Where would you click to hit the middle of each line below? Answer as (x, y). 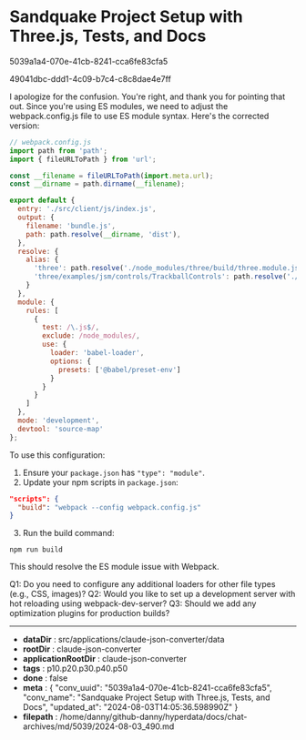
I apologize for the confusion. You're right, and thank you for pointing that (147, 96)
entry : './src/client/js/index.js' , (87, 209)
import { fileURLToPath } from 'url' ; (83, 159)
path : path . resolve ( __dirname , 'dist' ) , (103, 234)
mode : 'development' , (59, 421)
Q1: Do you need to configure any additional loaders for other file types (143, 584)
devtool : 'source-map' (61, 429)
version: (25, 126)
